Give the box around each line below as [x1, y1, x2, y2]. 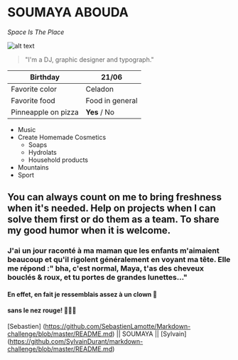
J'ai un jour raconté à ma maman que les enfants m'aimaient [7, 246, 220, 256]
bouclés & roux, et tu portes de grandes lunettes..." [7, 273, 188, 283]
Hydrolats [28, 148, 57, 156]
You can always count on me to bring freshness [7, 191, 222, 203]
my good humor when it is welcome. [7, 224, 171, 236]
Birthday [29, 72, 60, 82]
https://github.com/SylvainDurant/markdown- [9, 337, 144, 346]
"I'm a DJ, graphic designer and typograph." [24, 55, 154, 64]
